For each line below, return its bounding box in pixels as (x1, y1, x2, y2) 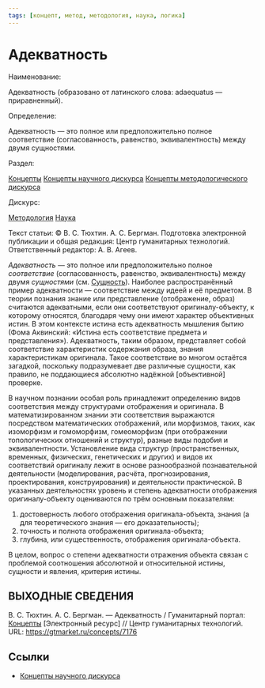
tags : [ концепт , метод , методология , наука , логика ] (8, 11, 186, 20)
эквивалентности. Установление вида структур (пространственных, (8, 444, 240, 453)
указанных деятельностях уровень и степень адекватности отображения (8, 486, 258, 495)
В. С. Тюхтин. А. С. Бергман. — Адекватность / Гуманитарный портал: (8, 611, 245, 620)
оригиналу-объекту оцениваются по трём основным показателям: (8, 493, 235, 503)
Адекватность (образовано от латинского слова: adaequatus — (8, 87, 223, 96)
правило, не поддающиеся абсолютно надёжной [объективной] (8, 369, 225, 379)
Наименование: (8, 72, 62, 81)
